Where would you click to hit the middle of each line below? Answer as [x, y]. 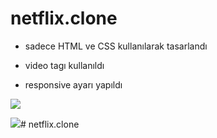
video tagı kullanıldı [64, 65]
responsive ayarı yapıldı [73, 84]
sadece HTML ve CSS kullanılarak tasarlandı [116, 46]
